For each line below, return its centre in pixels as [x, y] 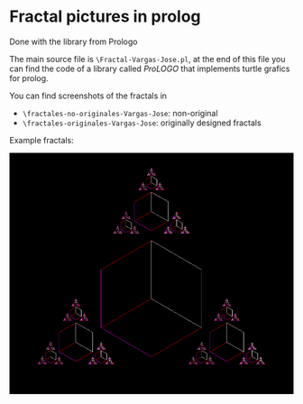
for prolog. [29, 78]
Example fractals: [41, 140]
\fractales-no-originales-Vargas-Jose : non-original [120, 113]
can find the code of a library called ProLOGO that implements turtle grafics [150, 69]
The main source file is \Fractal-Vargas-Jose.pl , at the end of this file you [147, 59]
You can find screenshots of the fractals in [88, 96]
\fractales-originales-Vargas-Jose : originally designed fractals [142, 123]
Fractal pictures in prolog [105, 17]
